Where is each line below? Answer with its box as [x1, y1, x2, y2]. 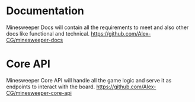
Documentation [6, 4, 85, 18]
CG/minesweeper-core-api [6, 89, 72, 96]
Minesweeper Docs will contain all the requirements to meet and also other [6, 24, 189, 31]
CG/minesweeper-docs [6, 36, 63, 43]
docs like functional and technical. [6, 30, 90, 37]
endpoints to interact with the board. [6, 83, 95, 90]
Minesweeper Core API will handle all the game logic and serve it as [6, 76, 172, 84]
